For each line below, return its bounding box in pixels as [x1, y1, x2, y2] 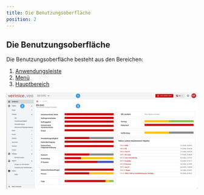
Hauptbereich [15, 80, 50, 88]
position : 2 [6, 16, 36, 23]
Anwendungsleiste [15, 68, 62, 75]
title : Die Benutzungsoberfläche [6, 10, 91, 16]
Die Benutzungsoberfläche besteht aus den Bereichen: [6, 55, 144, 63]
